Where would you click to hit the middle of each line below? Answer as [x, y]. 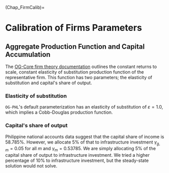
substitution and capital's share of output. [49, 83]
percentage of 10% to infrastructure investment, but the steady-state [77, 161]
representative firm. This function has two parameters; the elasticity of [79, 77]
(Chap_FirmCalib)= [25, 7]
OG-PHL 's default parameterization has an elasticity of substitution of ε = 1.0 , [84, 107]
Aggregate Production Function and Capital [75, 46]
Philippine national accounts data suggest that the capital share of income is [85, 136]
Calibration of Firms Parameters [74, 28]
